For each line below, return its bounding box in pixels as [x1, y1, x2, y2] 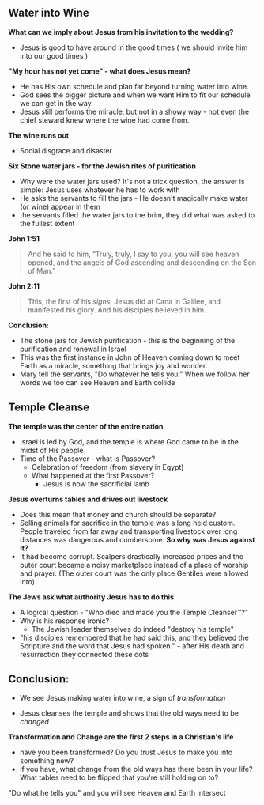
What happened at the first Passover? [31, 471, 155, 480]
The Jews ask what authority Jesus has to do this [8, 592, 175, 602]
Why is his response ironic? [19, 616, 110, 625]
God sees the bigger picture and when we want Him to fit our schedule [19, 90, 251, 100]
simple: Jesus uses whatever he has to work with [19, 185, 180, 195]
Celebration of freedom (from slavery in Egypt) [31, 462, 184, 471]
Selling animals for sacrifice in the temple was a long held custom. [19, 518, 236, 527]
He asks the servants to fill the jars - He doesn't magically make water [19, 193, 249, 202]
